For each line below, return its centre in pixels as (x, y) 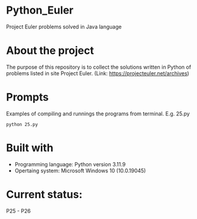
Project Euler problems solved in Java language (64, 27)
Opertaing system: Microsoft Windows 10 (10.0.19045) (80, 170)
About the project (50, 51)
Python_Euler (40, 10)
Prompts (27, 97)
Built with (30, 148)
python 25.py (22, 124)
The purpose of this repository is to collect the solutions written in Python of (99, 67)
